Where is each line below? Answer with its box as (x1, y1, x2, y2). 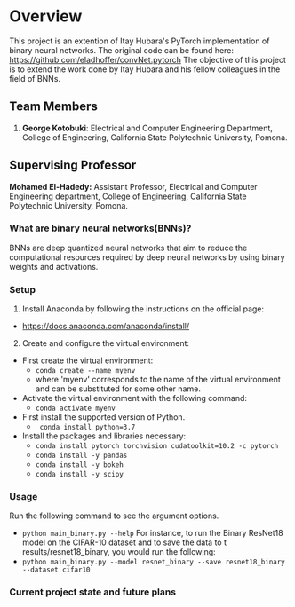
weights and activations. (9, 261, 99, 272)
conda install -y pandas (35, 451, 128, 461)
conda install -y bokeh (35, 461, 124, 469)
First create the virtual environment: (21, 355, 154, 366)
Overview (9, 6, 83, 27)
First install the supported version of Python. (21, 412, 186, 422)
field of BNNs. (9, 73, 60, 83)
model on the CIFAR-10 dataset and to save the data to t (21, 537, 227, 548)
